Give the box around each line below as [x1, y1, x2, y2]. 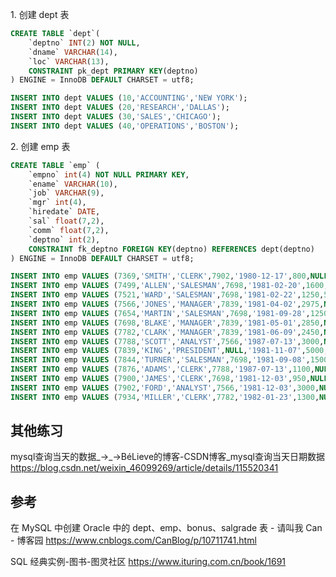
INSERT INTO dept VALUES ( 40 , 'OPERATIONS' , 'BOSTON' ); [10, 121, 240, 131]
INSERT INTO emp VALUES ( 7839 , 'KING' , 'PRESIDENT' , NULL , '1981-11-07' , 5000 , [10, 346, 329, 356]
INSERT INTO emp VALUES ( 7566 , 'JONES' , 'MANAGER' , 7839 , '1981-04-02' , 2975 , [10, 299, 325, 309]
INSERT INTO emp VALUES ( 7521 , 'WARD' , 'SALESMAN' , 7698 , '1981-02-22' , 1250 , [10, 290, 325, 300]
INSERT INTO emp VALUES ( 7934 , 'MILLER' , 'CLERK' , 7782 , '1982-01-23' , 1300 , [10, 392, 320, 402]
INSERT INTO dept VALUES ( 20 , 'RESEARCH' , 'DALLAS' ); [10, 103, 230, 113]
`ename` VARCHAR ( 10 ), [28, 179, 118, 189]
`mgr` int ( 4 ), [28, 198, 87, 208]
